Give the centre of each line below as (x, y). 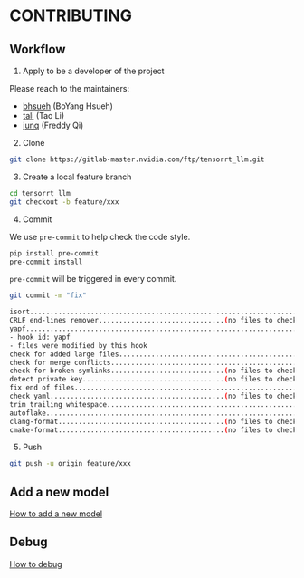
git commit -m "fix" (48, 295)
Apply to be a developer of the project (93, 71)
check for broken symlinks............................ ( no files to (141, 371)
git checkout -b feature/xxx (64, 202)
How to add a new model (56, 514)
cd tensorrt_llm (40, 193)
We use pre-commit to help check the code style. (100, 236)
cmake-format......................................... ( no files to (141, 430)
